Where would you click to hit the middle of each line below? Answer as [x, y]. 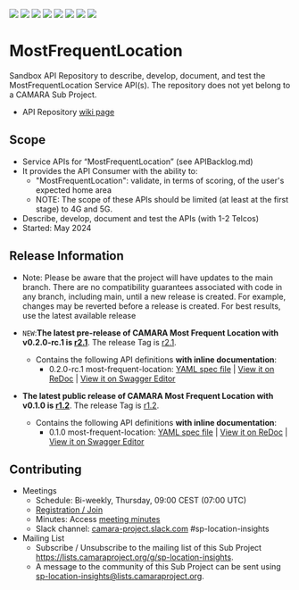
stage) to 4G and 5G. [74, 209]
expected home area [74, 190]
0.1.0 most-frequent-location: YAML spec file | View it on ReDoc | [168, 432]
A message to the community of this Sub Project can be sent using [158, 567]
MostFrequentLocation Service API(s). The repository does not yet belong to [150, 85]
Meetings [39, 491]
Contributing [46, 469]
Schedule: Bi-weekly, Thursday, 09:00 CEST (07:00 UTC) [141, 501]
